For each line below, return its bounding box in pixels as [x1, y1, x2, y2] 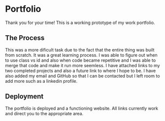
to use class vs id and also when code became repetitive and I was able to [5, 57, 156, 63]
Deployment [5, 92, 44, 101]
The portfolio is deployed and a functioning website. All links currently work [5, 105, 159, 111]
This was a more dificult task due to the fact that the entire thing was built [5, 47, 155, 52]
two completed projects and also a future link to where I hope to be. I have [5, 68, 156, 73]
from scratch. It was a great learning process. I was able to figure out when [5, 52, 158, 58]
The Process [5, 34, 45, 42]
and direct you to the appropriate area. [5, 110, 84, 116]
